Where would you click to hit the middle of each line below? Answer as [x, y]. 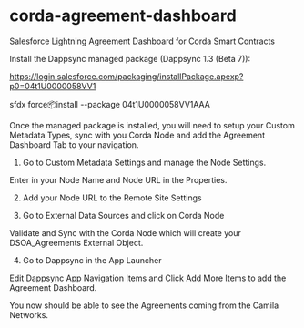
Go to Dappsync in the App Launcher [92, 260]
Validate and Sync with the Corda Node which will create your [125, 232]
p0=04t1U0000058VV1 [53, 86]
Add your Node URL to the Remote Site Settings [112, 198]
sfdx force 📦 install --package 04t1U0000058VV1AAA [110, 104]
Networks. [29, 314]
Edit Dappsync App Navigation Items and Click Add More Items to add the [148, 278]
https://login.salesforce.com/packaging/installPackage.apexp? [127, 76]
